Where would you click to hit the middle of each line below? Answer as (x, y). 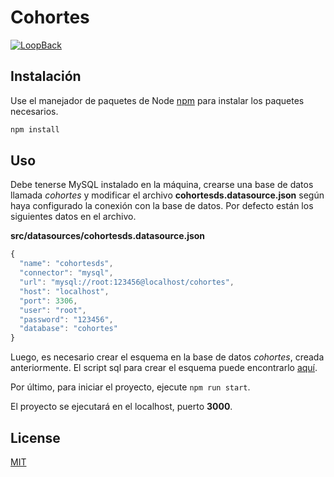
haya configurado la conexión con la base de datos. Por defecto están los (162, 206)
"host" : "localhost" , (64, 291)
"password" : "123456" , (66, 319)
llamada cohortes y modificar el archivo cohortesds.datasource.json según (167, 195)
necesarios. (34, 111)
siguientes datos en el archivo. (73, 217)
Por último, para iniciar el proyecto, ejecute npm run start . (130, 387)
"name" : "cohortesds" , (66, 264)
